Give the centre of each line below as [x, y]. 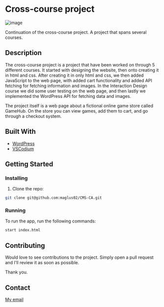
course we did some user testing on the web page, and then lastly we [75, 91]
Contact [18, 288]
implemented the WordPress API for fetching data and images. [68, 96]
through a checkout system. [33, 116]
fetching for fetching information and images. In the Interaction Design [76, 86]
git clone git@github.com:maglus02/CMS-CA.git [54, 198]
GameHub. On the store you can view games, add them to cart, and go [77, 111]
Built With [20, 132]
